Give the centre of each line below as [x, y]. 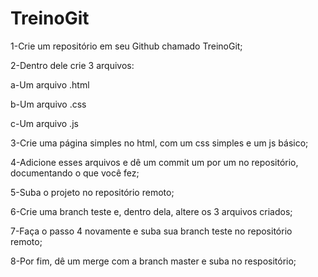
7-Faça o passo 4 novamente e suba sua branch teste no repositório [151, 231]
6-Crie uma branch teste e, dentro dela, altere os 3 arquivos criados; [151, 211]
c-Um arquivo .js [44, 123]
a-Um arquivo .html [50, 84]
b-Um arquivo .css [48, 104]
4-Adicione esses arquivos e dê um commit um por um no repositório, [154, 162]
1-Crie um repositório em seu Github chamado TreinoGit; [126, 46]
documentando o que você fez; [75, 173]
